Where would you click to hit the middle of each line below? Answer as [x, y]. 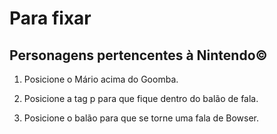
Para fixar [50, 18]
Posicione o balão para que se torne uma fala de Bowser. [141, 118]
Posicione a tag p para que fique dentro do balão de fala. [141, 98]
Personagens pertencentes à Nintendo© [138, 55]
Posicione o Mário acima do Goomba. [101, 79]
